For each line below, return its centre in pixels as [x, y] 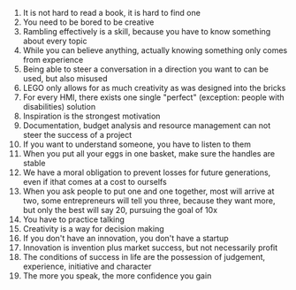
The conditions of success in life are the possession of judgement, [144, 257]
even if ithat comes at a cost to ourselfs [95, 182]
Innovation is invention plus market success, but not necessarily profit [150, 248]
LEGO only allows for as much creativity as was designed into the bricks [154, 88]
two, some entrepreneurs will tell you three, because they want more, [149, 201]
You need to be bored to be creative [88, 22]
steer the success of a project [77, 135]
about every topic [55, 41]
